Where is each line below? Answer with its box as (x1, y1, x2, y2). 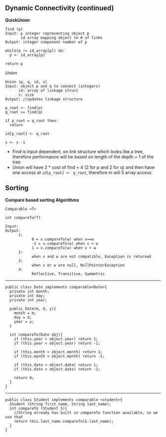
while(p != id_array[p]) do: (5, 48, 65, 53)
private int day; (9, 293, 45, 298)
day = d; (14, 315, 32, 320)
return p (5, 61, 23, 66)
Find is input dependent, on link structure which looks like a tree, (12, 148, 144, 155)
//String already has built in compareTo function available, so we (14, 410, 158, 415)
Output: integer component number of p (5, 40, 87, 44)
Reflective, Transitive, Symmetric (31, 271, 105, 276)
